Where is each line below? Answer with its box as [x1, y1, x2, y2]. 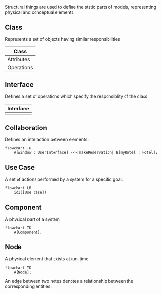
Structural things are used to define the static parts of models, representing [5, 4, 157, 10]
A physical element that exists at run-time [5, 256, 89, 262]
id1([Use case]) [14, 190, 47, 195]
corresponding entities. [5, 283, 52, 289]
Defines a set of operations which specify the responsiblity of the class [5, 93, 148, 99]
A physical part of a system [5, 216, 60, 222]
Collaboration [5, 124, 47, 132]
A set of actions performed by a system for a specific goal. [5, 176, 123, 182]
